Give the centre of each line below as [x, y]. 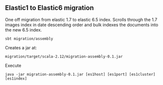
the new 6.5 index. [24, 30]
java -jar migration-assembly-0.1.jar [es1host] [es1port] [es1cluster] [80, 74]
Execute [13, 65]
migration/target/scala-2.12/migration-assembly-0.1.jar [64, 57]
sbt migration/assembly [29, 39]
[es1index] [16, 78]
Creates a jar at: [21, 47]
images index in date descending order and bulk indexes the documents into [82, 25]
